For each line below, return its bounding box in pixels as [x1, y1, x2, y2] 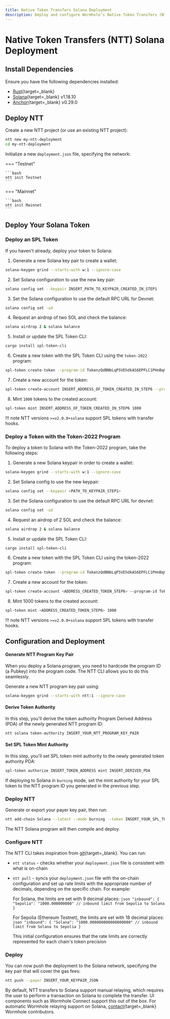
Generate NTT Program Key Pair [5, 651, 74, 658]
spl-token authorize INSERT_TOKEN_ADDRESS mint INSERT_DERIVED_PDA [5, 768, 151, 773]
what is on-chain [12, 865, 48, 871]
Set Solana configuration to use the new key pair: [12, 276, 115, 282]
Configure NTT [5, 838, 43, 845]
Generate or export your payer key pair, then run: [5, 807, 108, 813]
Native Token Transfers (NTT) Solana [5, 34, 164, 46]
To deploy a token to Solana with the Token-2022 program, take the [5, 445, 146, 451]
